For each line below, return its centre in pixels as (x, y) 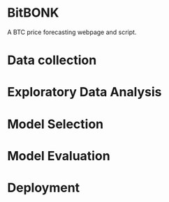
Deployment (44, 188)
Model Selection (56, 124)
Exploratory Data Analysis (84, 92)
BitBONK (33, 13)
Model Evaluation (59, 156)
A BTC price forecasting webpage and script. (72, 32)
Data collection (52, 60)
